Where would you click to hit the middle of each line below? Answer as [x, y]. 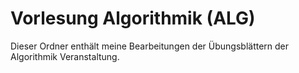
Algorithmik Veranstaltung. [65, 56]
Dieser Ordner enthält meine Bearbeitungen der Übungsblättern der [150, 46]
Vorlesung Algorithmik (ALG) [133, 18]
